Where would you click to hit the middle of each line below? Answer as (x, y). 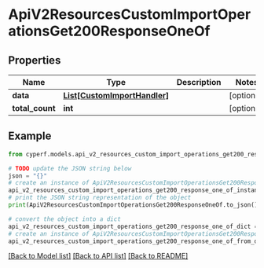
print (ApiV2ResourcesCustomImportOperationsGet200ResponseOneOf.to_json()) (135, 205)
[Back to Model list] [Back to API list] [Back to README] (98, 256)
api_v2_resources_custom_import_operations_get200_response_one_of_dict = (133, 226)
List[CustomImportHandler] (116, 95)
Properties (35, 60)
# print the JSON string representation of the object (100, 198)
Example (30, 136)
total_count (34, 108)
